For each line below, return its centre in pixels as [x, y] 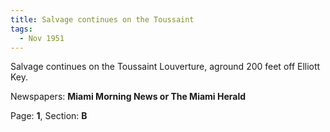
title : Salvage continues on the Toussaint [102, 19]
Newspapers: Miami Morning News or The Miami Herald [128, 97]
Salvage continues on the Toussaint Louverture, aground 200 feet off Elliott [165, 67]
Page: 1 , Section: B [49, 116]
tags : [21, 29]
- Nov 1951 [42, 38]
